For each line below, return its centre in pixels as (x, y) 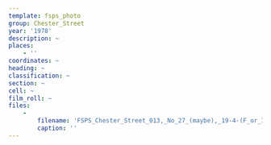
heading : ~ (27, 68)
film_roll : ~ (30, 98)
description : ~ (34, 38)
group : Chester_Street (46, 23)
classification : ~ (39, 76)
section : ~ (27, 83)
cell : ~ (21, 91)
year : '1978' (30, 31)
